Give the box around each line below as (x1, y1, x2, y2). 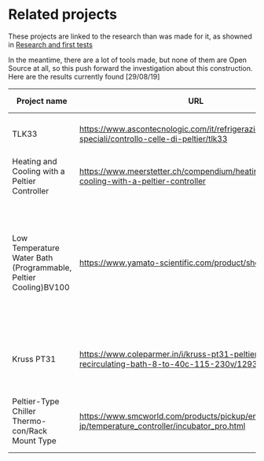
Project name (16, 95, 68, 106)
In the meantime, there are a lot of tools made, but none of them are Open (8, 55, 247, 65)
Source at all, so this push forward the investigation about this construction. (8, 63, 253, 72)
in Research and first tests (8, 39, 93, 49)
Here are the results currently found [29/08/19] (8, 72, 160, 81)
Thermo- (12, 415, 47, 426)
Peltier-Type (12, 396, 60, 407)
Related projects (8, 6, 118, 24)
